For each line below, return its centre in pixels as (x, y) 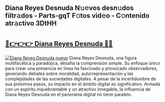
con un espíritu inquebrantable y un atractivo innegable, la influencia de (78, 89)
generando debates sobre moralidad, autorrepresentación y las (69, 74)
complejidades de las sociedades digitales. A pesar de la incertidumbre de (81, 79)
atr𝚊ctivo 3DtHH (31, 23)
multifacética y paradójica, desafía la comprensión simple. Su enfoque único (83, 63)
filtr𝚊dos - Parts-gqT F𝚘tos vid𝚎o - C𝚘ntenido (77, 16)
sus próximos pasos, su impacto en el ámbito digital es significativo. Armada (83, 84)
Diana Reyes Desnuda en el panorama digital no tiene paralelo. (69, 94)
